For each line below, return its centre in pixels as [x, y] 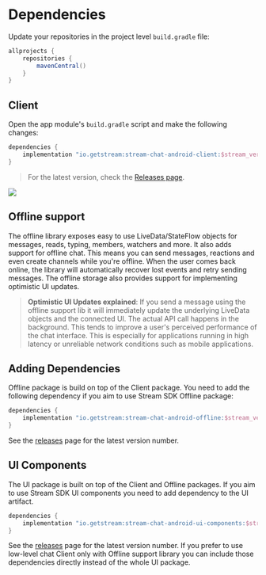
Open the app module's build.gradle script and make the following [118, 124]
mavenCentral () [62, 66]
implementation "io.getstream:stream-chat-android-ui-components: [134, 523]
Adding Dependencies [65, 369]
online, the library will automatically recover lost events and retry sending [127, 269]
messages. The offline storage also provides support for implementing [123, 278]
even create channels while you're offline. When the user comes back [122, 261]
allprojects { [32, 51]
